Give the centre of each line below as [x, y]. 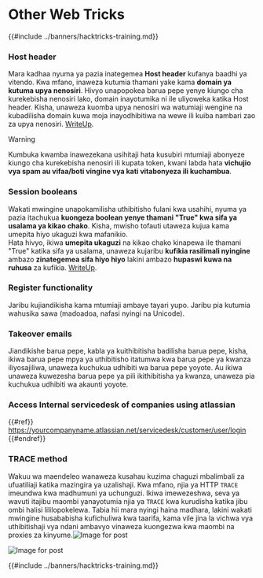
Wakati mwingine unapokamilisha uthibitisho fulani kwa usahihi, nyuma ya [128, 209]
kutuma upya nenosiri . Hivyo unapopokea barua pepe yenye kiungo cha [126, 91]
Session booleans [43, 192]
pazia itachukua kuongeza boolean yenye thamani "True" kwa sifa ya [123, 217]
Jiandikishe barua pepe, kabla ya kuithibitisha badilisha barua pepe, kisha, [128, 351]
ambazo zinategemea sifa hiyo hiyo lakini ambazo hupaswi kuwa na [120, 259]
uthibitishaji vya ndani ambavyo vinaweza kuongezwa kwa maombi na [121, 526]
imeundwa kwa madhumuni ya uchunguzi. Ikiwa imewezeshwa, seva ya [124, 493]
